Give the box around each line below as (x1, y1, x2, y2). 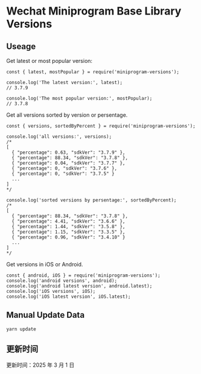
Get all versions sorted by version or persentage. (6, 111, 128, 119)
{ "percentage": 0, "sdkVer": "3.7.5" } (11, 171, 115, 177)
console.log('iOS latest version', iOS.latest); (6, 294, 131, 300)
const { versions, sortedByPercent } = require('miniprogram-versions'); (6, 123, 196, 129)
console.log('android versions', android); (6, 278, 118, 284)
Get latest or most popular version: (6, 57, 92, 64)
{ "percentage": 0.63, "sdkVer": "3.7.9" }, (11, 149, 126, 156)
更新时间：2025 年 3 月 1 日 (6, 361, 75, 369)
